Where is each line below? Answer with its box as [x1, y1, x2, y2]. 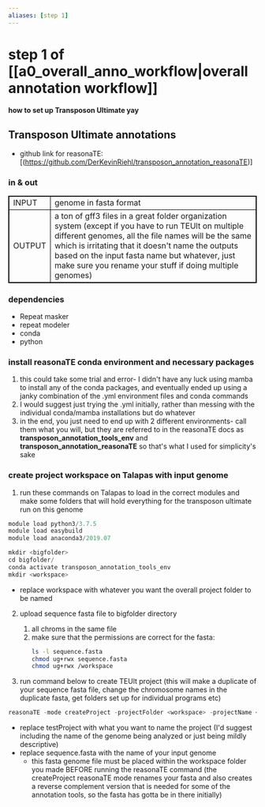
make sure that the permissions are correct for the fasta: [31, 632, 215, 642]
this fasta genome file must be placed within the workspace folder [31, 756, 247, 766]
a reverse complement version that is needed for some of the [31, 782, 231, 791]
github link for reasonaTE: [19, 149, 104, 159]
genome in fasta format [54, 197, 141, 208]
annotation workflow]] [8, 79, 159, 97]
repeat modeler [19, 320, 70, 329]
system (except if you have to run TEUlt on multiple [54, 220, 244, 231]
